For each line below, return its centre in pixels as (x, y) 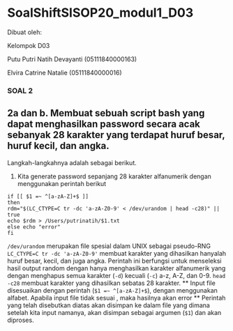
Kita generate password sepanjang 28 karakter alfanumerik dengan (114, 176)
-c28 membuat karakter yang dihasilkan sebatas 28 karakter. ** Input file (112, 283)
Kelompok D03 (29, 45)
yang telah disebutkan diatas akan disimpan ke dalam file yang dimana (109, 305)
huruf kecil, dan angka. (58, 146)
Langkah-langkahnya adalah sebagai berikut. (72, 162)
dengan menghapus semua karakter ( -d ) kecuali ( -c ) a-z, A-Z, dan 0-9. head (116, 275)
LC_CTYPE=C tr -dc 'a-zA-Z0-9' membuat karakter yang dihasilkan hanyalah (117, 253)
